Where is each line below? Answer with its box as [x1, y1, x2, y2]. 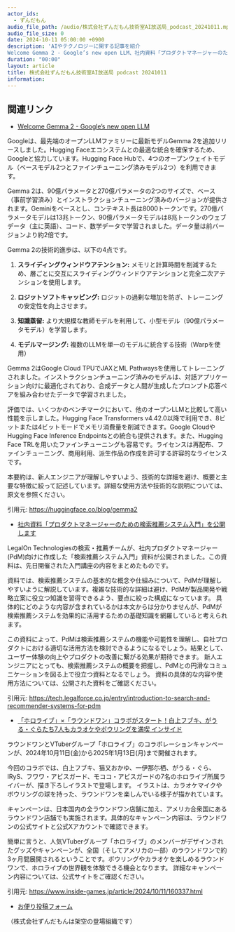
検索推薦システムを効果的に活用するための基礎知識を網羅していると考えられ [7, 611, 228, 620]
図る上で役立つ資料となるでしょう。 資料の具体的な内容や [50, 670, 217, 679]
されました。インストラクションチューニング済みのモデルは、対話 [7, 373, 197, 381]
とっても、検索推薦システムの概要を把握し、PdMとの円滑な [37, 661, 210, 670]
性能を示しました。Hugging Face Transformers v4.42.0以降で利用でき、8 [7, 414, 220, 422]
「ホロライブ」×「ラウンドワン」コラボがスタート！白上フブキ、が [17, 717, 212, 725]
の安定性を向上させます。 [17, 302, 91, 310]
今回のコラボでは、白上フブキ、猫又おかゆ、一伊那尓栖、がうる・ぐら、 [7, 764, 215, 772]
